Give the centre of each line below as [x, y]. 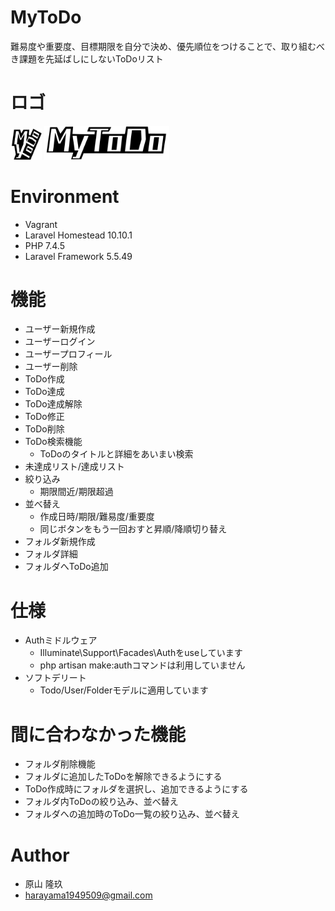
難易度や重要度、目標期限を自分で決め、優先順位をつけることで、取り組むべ [168, 46]
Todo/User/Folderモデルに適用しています [124, 690]
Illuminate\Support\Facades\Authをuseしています [141, 653]
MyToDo [46, 17]
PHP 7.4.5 [44, 245]
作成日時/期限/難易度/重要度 [97, 517]
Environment [65, 196]
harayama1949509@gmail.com [88, 895]
